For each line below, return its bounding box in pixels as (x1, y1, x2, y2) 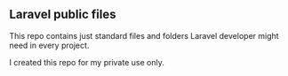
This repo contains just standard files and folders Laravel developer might (9, 30, 279, 41)
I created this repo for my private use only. (9, 57, 164, 67)
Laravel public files (9, 7, 116, 22)
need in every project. (9, 40, 90, 50)
